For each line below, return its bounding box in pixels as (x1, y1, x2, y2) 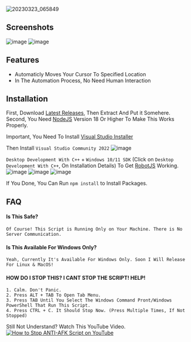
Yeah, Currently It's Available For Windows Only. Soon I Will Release (6, 257, 185, 263)
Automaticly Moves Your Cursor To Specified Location (14, 70, 146, 77)
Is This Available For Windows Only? (6, 243, 97, 250)
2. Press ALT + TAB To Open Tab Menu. (6, 292, 101, 299)
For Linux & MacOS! (6, 262, 54, 268)
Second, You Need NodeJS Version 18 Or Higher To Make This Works (6, 116, 175, 123)
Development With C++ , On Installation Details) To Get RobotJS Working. (6, 162, 179, 170)
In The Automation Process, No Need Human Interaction (14, 77, 151, 84)
